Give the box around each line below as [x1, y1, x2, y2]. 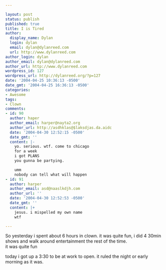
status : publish [5, 16, 39, 22]
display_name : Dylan [10, 36, 53, 41]
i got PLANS [14, 153, 39, 159]
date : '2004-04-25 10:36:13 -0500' [5, 78, 80, 83]
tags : [5, 97, 17, 102]
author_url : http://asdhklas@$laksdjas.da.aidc [10, 125, 112, 130]
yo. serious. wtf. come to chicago [14, 144, 90, 149]
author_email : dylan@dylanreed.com [5, 59, 80, 64]
